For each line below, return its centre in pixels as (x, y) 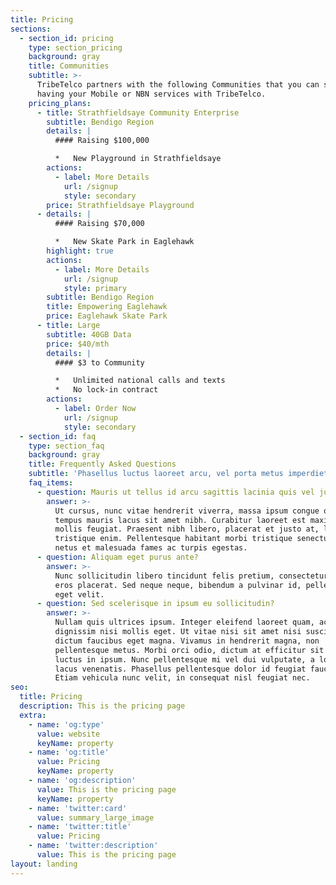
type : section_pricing (75, 47)
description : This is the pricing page (102, 706)
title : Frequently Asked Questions (102, 464)
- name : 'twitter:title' (80, 827)
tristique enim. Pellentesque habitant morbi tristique (173, 539)
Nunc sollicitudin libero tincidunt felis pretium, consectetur (191, 576)
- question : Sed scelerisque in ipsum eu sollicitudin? (155, 604)
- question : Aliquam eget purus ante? (117, 557)
